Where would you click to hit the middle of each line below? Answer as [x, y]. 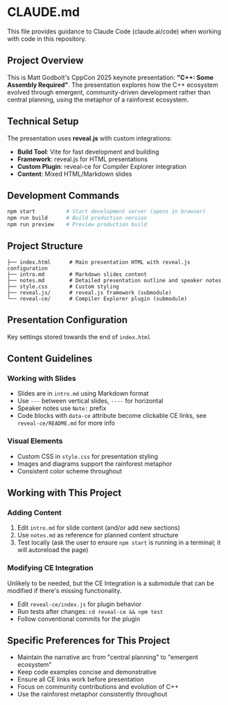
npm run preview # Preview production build [77, 225]
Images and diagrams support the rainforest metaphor [95, 464]
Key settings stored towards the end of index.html [79, 337]
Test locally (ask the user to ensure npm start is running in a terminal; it [119, 542]
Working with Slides [42, 378]
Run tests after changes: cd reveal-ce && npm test [90, 611]
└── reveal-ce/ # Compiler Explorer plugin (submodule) [97, 299]
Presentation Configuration [68, 320]
